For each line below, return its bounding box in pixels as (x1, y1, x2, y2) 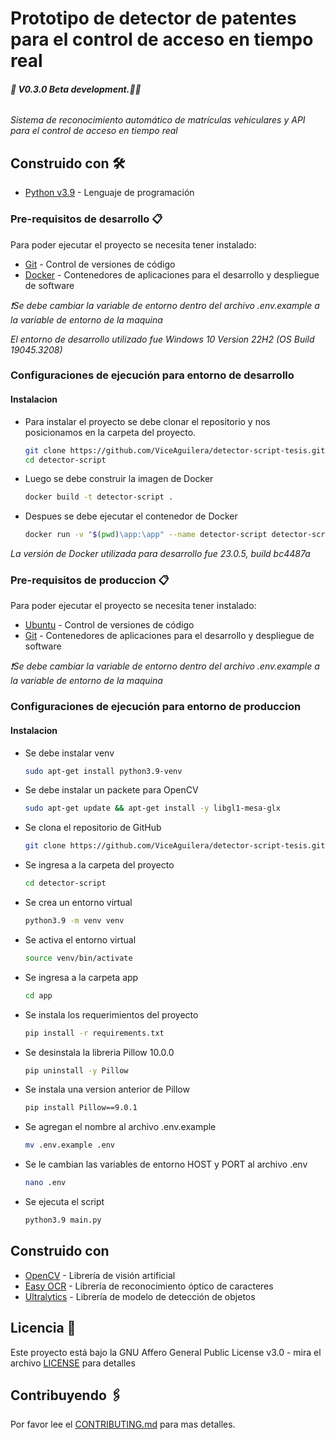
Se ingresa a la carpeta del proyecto (24, 859, 175, 871)
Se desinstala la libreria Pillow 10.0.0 (24, 1046, 175, 1058)
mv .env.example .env (24, 1140, 115, 1151)
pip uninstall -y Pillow (24, 1065, 129, 1076)
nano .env (24, 1178, 67, 1188)
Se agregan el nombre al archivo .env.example (24, 1121, 217, 1133)
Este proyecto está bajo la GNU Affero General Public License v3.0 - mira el (10, 1346, 322, 1358)
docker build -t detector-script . (24, 492, 174, 502)
